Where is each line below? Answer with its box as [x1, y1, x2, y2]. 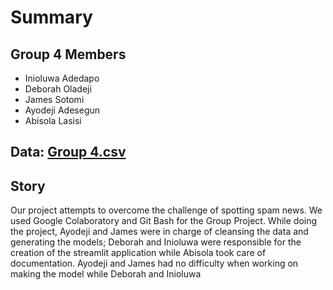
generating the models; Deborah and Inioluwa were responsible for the [10, 236, 302, 248]
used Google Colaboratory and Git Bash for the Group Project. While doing [10, 215, 318, 227]
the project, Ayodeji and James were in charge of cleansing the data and [10, 226, 309, 238]
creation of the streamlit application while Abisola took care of [10, 247, 267, 259]
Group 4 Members [10, 46, 127, 63]
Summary [10, 6, 93, 29]
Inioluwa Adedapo [24, 72, 100, 84]
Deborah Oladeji [24, 83, 92, 95]
